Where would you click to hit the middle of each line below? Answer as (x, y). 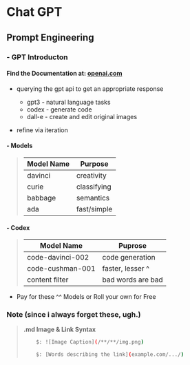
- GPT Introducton (37, 57)
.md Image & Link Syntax (60, 330)
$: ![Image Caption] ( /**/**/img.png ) (90, 342)
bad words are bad (133, 280)
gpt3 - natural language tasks (68, 102)
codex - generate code (59, 109)
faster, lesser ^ (126, 269)
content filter (47, 280)
